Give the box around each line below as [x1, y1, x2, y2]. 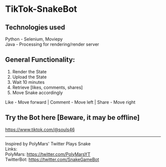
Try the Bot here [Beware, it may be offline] [5, 113, 140, 122]
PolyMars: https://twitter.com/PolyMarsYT [5, 151, 90, 157]
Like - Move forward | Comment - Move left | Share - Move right [5, 99, 136, 105]
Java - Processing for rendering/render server [5, 41, 99, 47]
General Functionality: [5, 56, 75, 64]
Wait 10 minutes [12, 79, 45, 85]
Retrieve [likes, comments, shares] [12, 84, 83, 90]
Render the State [12, 68, 47, 74]
